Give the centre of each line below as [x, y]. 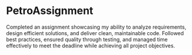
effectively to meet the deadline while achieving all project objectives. [91, 46]
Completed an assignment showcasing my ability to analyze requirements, [96, 27]
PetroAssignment [50, 11]
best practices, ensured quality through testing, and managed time [87, 39]
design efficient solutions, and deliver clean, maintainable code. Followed [95, 33]
